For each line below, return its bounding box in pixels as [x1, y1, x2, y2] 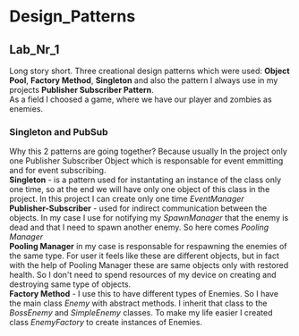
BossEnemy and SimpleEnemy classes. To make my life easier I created [9, 307, 273, 318]
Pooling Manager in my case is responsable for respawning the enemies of [9, 241, 287, 252]
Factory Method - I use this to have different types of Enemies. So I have [9, 289, 279, 299]
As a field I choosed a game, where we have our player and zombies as [9, 94, 272, 105]
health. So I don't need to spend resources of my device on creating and [9, 270, 277, 281]
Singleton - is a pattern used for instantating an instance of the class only [9, 174, 282, 185]
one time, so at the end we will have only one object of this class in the [9, 184, 270, 195]
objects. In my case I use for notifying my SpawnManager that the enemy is [9, 213, 289, 223]
